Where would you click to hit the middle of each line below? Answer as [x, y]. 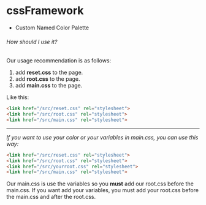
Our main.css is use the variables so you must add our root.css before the [100, 184]
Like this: [18, 97]
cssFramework [45, 11]
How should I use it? [32, 42]
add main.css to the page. [49, 86]
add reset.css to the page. [49, 73]
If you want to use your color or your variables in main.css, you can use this [102, 137]
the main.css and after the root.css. [51, 197]
